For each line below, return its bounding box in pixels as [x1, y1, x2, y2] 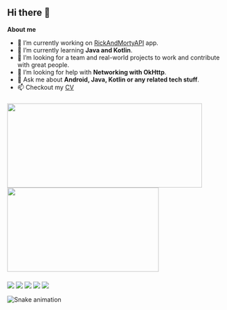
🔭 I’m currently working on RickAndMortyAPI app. [17, 39, 159, 47]
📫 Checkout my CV [17, 83, 74, 91]
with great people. [17, 60, 70, 69]
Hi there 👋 [7, 7, 51, 19]
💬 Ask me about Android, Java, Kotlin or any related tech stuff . [17, 75, 199, 84]
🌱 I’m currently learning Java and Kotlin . [17, 46, 133, 54]
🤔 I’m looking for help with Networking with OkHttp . [17, 68, 167, 76]
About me [7, 25, 37, 33]
